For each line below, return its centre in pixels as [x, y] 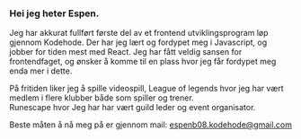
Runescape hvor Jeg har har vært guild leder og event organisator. [133, 108]
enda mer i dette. [41, 71]
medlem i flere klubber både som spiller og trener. [102, 98]
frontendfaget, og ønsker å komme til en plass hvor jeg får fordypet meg [143, 62]
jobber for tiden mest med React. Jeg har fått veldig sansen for [126, 52]
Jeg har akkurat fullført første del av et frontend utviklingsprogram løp [139, 33]
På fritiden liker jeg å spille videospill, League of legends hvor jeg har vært [147, 89]
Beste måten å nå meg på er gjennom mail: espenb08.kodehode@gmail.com [150, 125]
